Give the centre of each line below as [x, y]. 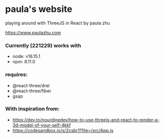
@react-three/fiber [32, 91]
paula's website [39, 9]
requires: [16, 75]
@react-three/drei [31, 85]
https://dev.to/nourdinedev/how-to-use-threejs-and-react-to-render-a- [86, 120]
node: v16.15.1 [26, 56]
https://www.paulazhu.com [33, 32]
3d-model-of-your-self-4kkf [41, 125]
